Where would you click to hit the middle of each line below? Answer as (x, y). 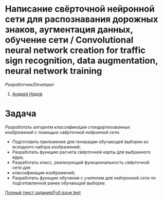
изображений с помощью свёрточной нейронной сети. (63, 132)
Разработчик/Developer (30, 84)
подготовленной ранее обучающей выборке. (59, 183)
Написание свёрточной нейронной (80, 9)
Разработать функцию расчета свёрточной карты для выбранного (81, 152)
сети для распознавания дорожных (81, 19)
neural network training (54, 71)
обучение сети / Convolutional (69, 40)
